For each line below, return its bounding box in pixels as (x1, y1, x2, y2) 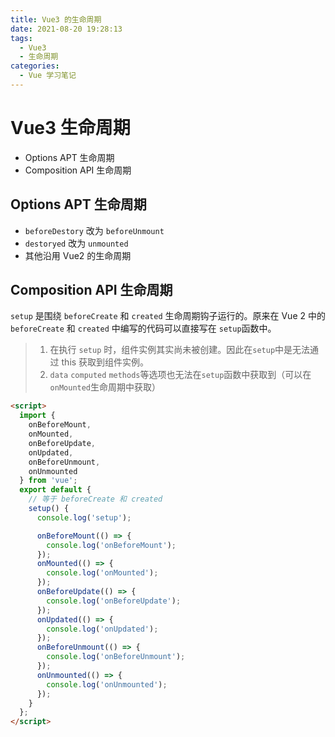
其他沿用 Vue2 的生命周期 (24, 249, 132, 261)
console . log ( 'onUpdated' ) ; (46, 624, 159, 634)
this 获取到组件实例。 (61, 356, 150, 368)
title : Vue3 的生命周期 (10, 14, 102, 25)
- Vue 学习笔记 (19, 71, 77, 81)
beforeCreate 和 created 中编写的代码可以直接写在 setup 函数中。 (10, 322, 277, 335)
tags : (10, 33, 33, 43)
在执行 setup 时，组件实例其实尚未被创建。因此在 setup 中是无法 (49, 344, 311, 356)
